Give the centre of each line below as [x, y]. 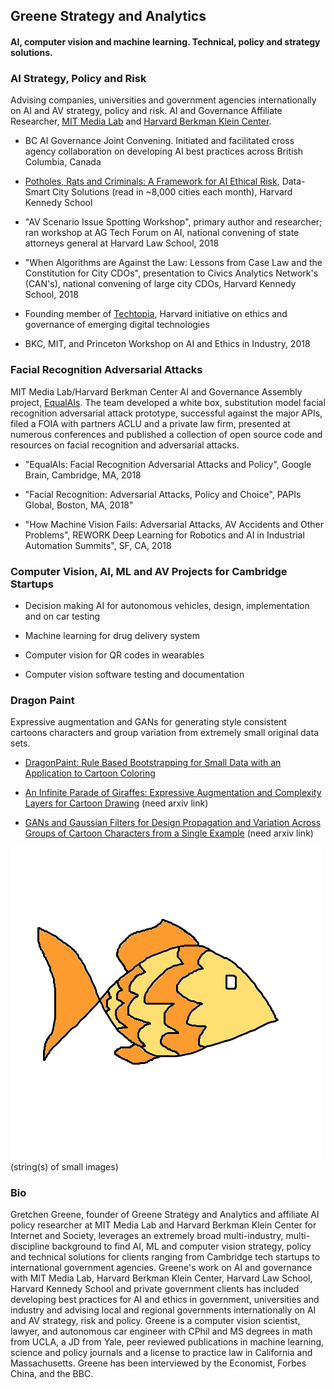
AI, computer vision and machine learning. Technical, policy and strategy [165, 41]
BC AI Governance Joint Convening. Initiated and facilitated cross [159, 141]
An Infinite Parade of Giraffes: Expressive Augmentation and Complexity [173, 793]
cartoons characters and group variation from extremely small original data [164, 733]
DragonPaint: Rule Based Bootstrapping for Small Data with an [153, 763]
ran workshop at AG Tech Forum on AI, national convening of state [162, 233]
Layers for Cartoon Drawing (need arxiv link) [116, 803]
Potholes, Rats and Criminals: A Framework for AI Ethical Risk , [152, 181]
